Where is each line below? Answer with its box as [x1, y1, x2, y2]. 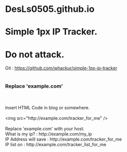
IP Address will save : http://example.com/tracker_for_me [5, 136, 122, 142]
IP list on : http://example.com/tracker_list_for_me [5, 141, 107, 147]
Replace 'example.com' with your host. [5, 125, 85, 132]
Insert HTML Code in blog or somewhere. [5, 104, 90, 110]
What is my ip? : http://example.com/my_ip [5, 131, 92, 137]
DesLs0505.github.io [5, 3, 95, 15]
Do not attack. [5, 49, 64, 60]
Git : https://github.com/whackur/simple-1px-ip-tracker [5, 65, 118, 71]
